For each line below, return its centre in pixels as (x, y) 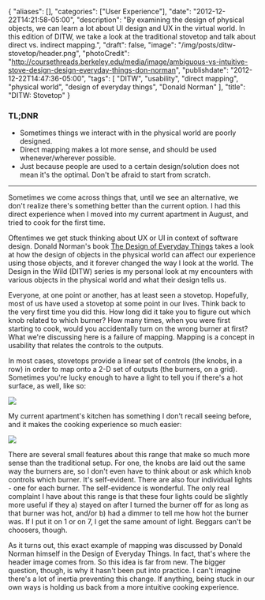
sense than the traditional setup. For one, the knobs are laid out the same (127, 463)
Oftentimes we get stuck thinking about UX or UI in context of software (123, 238)
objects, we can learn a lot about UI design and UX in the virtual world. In (127, 28)
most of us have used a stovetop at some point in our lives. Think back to (127, 304)
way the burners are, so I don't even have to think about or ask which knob (130, 471)
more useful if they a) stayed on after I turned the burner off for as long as (128, 505)
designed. (36, 141)
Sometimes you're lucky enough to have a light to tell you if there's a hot (125, 377)
